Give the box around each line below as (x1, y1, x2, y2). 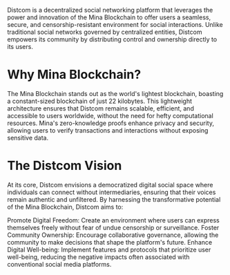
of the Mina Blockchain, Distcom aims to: (7, 202, 124, 211)
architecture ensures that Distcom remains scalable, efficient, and (7, 104, 195, 113)
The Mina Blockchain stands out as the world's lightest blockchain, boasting (7, 89, 224, 97)
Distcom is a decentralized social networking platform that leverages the (7, 6, 213, 14)
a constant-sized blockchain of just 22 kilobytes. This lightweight (7, 97, 192, 105)
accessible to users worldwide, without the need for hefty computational (7, 111, 214, 120)
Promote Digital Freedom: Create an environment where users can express (7, 216, 220, 224)
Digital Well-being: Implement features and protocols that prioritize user (7, 245, 211, 254)
